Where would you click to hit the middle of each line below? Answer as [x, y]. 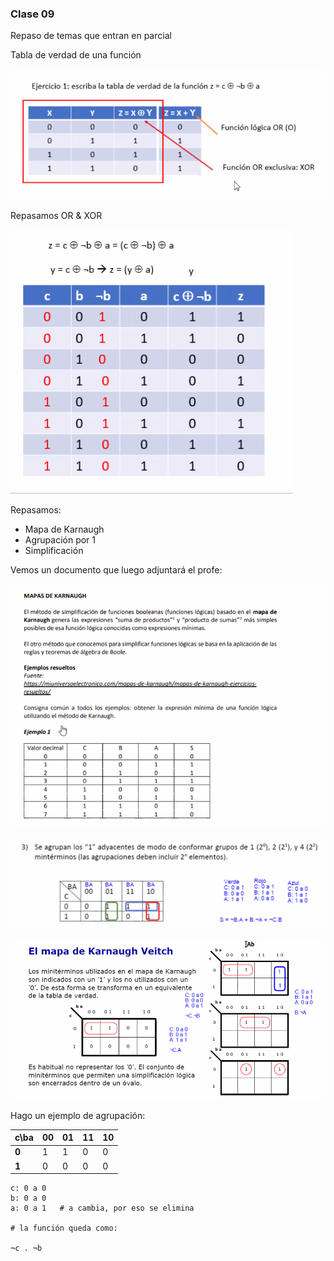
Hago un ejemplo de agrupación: [78, 1115]
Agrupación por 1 [60, 539]
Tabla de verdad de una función [76, 55]
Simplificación [54, 550]
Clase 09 [32, 14]
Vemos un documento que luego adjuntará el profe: [116, 569]
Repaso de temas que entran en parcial [91, 36]
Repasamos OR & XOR [56, 215]
